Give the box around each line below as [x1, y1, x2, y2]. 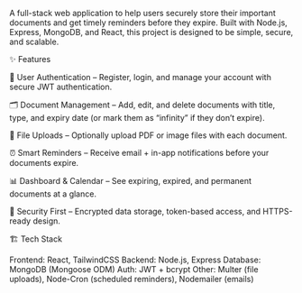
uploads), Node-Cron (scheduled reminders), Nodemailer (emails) [9, 274, 254, 284]
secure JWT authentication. [9, 81, 113, 92]
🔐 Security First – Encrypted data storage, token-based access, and [9, 206, 261, 216]
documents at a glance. [9, 188, 97, 199]
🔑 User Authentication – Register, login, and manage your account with [9, 72, 272, 82]
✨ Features [9, 54, 51, 64]
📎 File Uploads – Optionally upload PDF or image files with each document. [9, 130, 288, 141]
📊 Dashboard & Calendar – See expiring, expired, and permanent [9, 176, 252, 186]
